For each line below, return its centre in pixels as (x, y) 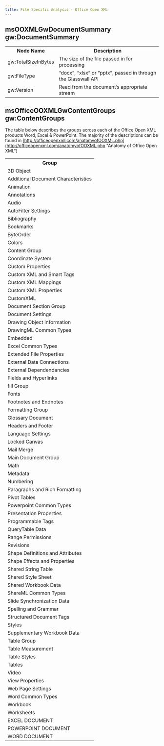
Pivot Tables (21, 497)
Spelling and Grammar (33, 609)
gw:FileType (21, 76)
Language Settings (29, 434)
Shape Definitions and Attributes (45, 553)
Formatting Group (28, 410)
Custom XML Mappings (34, 282)
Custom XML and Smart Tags (41, 274)
